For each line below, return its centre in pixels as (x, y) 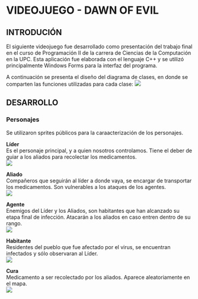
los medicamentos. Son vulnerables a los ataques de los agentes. (86, 187)
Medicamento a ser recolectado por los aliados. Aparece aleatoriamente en (98, 277)
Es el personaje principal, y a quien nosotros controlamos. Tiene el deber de (99, 150)
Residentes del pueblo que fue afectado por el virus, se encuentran (88, 247)
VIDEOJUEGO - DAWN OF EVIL (82, 10)
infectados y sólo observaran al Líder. (52, 253)
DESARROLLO (32, 103)
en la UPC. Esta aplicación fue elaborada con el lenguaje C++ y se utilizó (95, 59)
